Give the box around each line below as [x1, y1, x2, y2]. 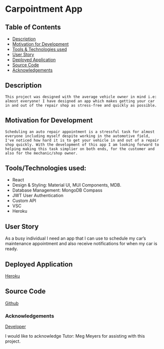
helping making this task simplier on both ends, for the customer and [5, 146, 155, 151]
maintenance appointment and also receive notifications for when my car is [5, 241, 158, 247]
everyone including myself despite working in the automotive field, [5, 133, 151, 138]
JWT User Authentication [12, 193, 64, 199]
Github [5, 300, 19, 306]
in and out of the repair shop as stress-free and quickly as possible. [5, 103, 157, 108]
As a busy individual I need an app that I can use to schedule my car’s [5, 235, 146, 241]
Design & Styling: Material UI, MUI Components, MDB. [12, 182, 122, 188]
